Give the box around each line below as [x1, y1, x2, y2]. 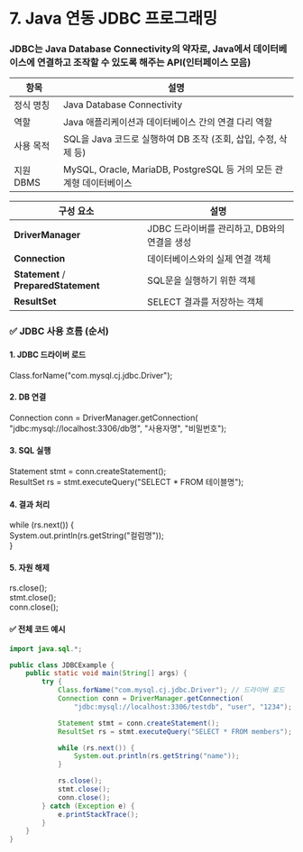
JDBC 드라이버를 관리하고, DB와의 [147, 223, 286, 235]
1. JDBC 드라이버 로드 [9, 349, 87, 360]
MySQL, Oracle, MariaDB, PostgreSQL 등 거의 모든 [62, 163, 273, 176]
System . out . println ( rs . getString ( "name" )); [73, 752, 241, 761]
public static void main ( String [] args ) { [25, 669, 188, 678]
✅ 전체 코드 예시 [9, 624, 66, 635]
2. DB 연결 [9, 391, 47, 402]
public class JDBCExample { [9, 660, 115, 670]
